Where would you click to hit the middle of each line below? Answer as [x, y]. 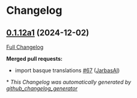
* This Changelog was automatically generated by [69, 82]
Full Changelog [25, 47]
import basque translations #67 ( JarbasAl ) [67, 70]
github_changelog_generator [42, 88]
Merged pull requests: [35, 59]
